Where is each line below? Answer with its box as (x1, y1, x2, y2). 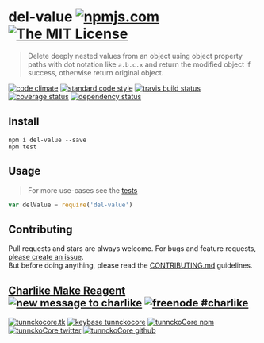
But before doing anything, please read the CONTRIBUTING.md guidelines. (8, 260, 253, 270)
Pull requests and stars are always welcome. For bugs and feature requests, (8, 244, 256, 253)
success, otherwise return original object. (27, 67, 164, 77)
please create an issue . (8, 252, 85, 262)
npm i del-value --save (8, 136, 87, 144)
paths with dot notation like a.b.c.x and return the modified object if (27, 60, 251, 69)
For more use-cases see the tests (27, 185, 138, 195)
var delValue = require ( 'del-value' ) (8, 201, 133, 209)
